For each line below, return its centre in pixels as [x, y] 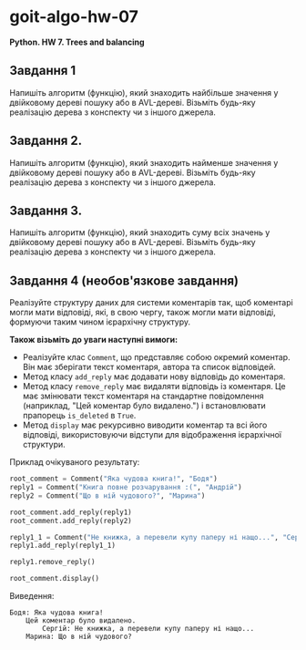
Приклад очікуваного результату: [75, 462]
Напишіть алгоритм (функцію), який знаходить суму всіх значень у [140, 232]
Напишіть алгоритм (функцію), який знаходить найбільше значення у [144, 92]
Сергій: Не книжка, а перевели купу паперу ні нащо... [148, 629]
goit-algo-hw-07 [74, 17]
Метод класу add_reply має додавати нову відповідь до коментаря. [154, 377]
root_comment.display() [55, 579]
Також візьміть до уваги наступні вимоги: [94, 340]
